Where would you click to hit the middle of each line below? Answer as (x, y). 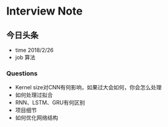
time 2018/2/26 (34, 50)
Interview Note (45, 11)
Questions (22, 73)
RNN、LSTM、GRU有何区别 (50, 103)
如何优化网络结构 (37, 118)
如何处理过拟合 (34, 95)
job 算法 (25, 57)
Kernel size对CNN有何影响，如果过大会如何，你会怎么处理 (88, 88)
